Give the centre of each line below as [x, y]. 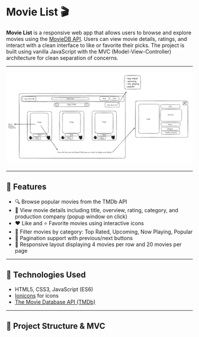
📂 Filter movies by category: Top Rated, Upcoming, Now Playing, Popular [104, 232]
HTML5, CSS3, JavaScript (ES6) [54, 289]
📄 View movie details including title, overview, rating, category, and [97, 210]
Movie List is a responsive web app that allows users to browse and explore [99, 32]
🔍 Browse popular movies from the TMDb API [71, 201]
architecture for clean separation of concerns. [62, 58]
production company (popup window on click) [71, 216]
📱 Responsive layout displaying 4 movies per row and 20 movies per [98, 244]
